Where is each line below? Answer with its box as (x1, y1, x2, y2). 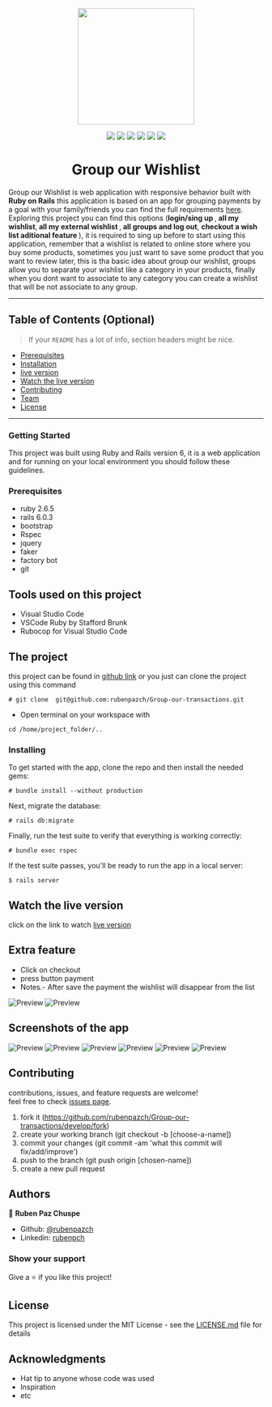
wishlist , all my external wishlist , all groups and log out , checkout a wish (8, 221, 257, 231)
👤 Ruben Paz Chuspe (8, 1209, 81, 1218)
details (8, 1328, 31, 1338)
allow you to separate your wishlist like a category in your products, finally (8, 264, 256, 275)
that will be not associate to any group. (8, 282, 138, 292)
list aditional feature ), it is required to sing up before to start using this (8, 230, 246, 240)
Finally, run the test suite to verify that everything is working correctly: (8, 831, 243, 841)
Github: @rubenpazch (19, 1224, 94, 1234)
